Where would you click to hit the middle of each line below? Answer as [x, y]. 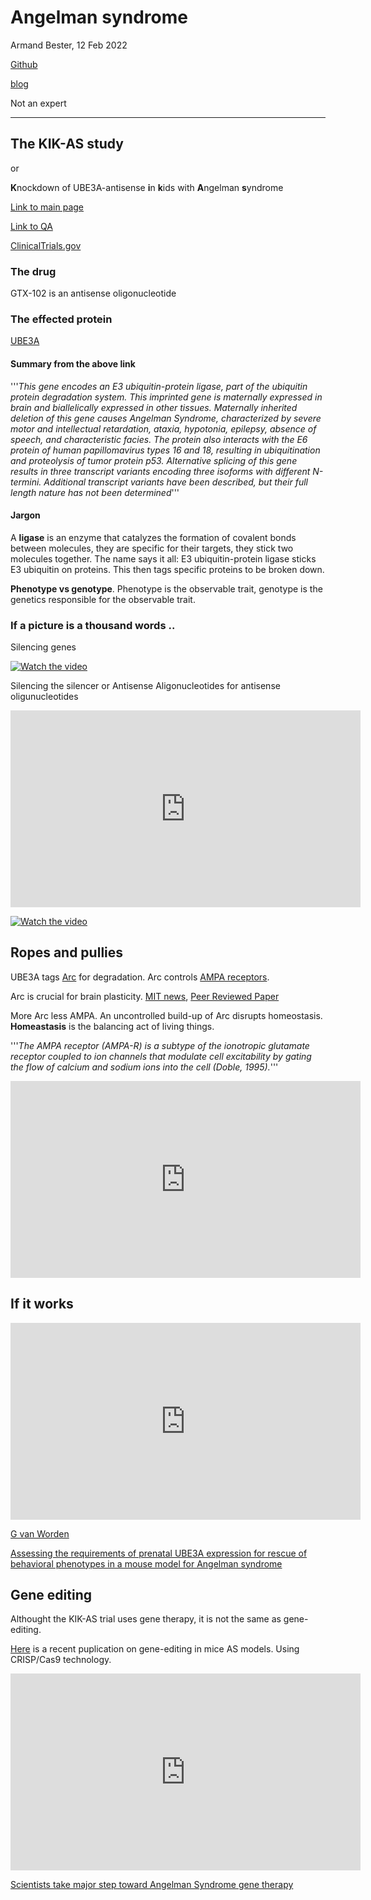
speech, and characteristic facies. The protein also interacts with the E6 [159, 439]
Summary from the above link [73, 363]
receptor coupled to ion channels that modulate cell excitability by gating [161, 1056]
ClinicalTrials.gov [46, 245]
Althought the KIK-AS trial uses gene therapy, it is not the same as [146, 1619]
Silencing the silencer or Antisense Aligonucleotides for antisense [145, 686]
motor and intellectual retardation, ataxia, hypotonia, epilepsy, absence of [163, 428]
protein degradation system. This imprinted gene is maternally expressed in [166, 397]
